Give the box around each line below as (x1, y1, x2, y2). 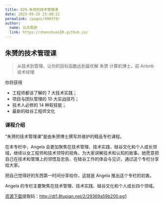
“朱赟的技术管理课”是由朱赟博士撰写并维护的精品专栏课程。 (5, 134, 124, 140)
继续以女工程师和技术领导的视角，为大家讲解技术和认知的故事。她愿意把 (13, 150, 159, 156)
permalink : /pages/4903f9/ (5, 16, 60, 21)
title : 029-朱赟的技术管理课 (5, 7, 59, 12)
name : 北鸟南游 (9, 25, 38, 30)
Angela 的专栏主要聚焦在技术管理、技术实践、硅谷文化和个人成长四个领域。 (5, 183, 157, 189)
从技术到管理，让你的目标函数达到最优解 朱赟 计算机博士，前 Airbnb (17, 63, 154, 69)
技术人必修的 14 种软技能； (12, 102, 67, 108)
